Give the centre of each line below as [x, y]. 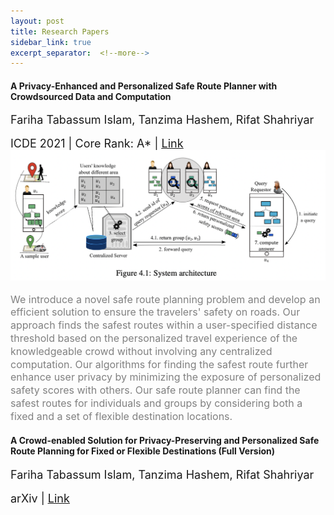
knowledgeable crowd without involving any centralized [141, 351]
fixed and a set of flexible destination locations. [121, 416]
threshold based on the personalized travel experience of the [154, 338]
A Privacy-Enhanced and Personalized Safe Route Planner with [144, 86]
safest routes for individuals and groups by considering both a [156, 403]
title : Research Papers [60, 31]
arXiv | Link [40, 498]
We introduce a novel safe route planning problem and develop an [165, 299]
